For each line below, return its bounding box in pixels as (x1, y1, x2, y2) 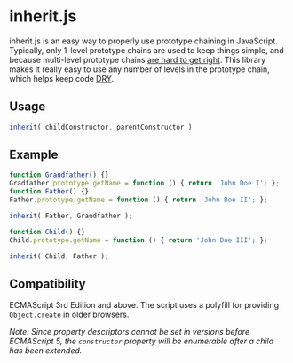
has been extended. (9, 345, 83, 356)
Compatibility (9, 276, 86, 291)
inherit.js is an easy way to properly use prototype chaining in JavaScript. (9, 36, 278, 46)
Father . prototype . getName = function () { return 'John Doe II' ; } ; (9, 195, 268, 205)
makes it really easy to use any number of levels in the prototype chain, (9, 64, 271, 75)
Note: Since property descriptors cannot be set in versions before (9, 327, 250, 337)
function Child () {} (9, 227, 86, 236)
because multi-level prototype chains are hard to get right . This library (9, 54, 266, 65)
